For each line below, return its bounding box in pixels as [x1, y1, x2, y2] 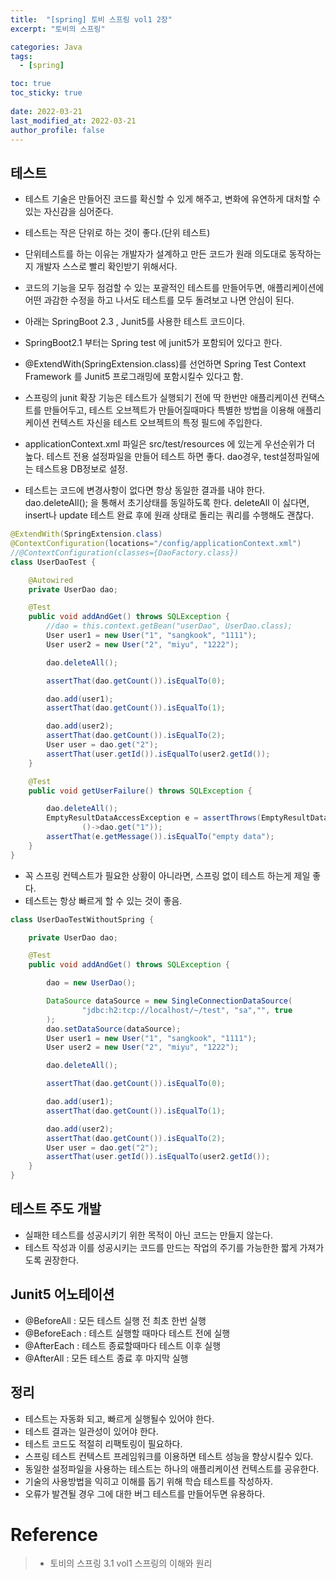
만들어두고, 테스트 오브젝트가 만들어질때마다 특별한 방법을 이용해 [43, 404, 295, 416]
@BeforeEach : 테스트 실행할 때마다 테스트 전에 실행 [24, 1327, 231, 1339]
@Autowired [28, 575, 74, 585]
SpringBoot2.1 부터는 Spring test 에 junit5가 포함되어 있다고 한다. [24, 337, 283, 349]
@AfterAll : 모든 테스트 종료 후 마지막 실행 [24, 1352, 189, 1364]
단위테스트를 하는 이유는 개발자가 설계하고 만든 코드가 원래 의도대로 [24, 248, 287, 260]
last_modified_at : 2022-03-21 [10, 116, 137, 126]
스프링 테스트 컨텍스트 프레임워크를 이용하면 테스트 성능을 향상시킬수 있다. [24, 1450, 314, 1462]
